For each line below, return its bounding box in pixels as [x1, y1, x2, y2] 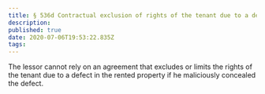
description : [8, 19, 51, 27]
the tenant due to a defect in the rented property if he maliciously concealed [8, 70, 256, 80]
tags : [8, 41, 26, 49]
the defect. [8, 79, 44, 89]
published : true [8, 26, 62, 34]
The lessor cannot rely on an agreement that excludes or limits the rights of [8, 62, 252, 71]
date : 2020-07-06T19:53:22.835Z [8, 33, 114, 42]
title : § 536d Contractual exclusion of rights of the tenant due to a [8, 11, 248, 20]
